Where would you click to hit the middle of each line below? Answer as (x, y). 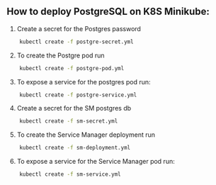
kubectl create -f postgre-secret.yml (76, 42)
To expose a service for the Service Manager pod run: (96, 162)
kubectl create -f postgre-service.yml (78, 95)
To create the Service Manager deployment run (86, 135)
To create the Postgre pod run (61, 55)
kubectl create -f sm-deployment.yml (75, 148)
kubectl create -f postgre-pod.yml (72, 68)
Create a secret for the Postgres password (79, 28)
